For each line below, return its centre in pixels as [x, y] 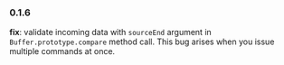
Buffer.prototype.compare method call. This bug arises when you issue [142, 42]
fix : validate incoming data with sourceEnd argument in [111, 32]
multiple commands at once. [62, 51]
